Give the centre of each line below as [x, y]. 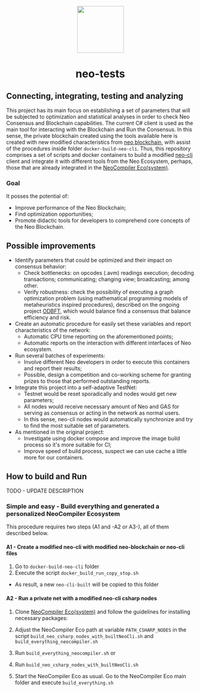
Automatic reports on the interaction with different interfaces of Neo [107, 343]
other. [31, 286]
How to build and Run [47, 476]
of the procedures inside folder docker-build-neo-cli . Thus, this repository [99, 149]
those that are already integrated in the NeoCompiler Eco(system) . [88, 167]
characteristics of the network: [53, 330]
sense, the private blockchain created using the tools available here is [92, 136]
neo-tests [100, 74]
